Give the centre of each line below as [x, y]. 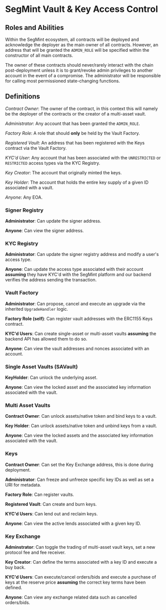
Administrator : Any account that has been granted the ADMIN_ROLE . [73, 123]
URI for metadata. [23, 485]
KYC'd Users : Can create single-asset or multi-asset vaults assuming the [81, 333]
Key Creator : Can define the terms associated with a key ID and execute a [81, 562]
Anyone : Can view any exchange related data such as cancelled [71, 597]
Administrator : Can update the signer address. [53, 221]
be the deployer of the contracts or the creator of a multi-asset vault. [76, 114]
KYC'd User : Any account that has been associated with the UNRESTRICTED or [83, 157]
